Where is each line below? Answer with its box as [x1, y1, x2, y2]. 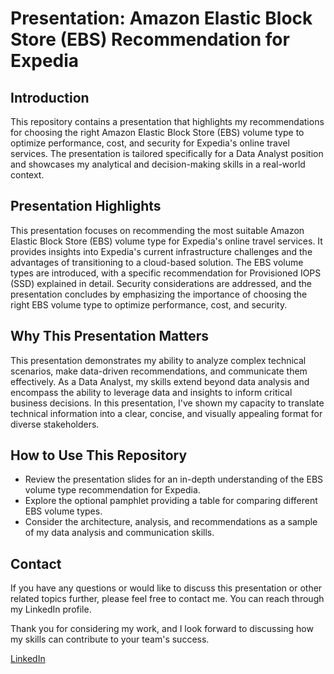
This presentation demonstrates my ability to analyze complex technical [10, 354, 307, 366]
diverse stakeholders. [10, 418, 100, 430]
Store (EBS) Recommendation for [10, 28, 290, 51]
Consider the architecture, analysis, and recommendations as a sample [24, 516, 318, 528]
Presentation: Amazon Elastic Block [10, 7, 313, 30]
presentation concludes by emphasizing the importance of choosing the [10, 288, 308, 300]
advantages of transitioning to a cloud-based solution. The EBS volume [10, 256, 304, 268]
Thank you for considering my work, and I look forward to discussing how [10, 623, 314, 635]
